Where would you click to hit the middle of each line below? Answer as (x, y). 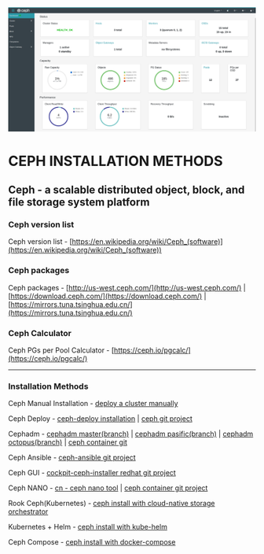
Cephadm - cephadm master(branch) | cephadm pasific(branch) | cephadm (131, 434)
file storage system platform (79, 203)
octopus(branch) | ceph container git (68, 442)
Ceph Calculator (40, 333)
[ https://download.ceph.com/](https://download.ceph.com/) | (107, 296)
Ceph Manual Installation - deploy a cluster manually (93, 404)
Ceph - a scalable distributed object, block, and (126, 190)
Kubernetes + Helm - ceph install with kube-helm (88, 527)
